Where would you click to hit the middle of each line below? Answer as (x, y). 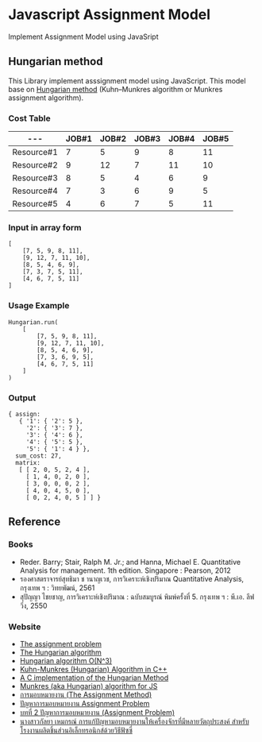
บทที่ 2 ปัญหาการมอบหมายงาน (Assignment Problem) (97, 712)
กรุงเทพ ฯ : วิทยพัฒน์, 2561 (57, 587)
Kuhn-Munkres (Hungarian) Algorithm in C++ (94, 669)
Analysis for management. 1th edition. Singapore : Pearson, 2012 (125, 570)
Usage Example (39, 306)
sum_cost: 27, (39, 456)
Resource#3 (35, 178)
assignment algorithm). (46, 98)
